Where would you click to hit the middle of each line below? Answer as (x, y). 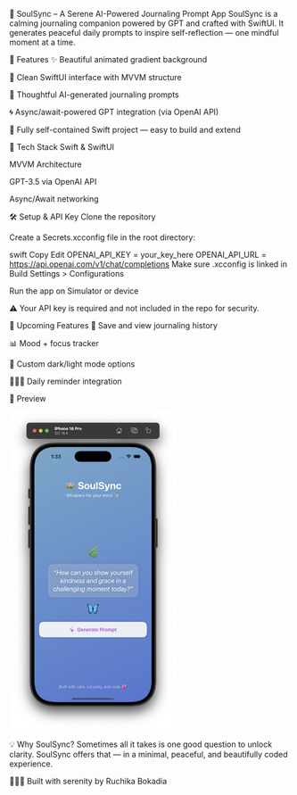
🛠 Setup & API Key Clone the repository (82, 217)
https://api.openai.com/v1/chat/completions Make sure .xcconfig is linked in (148, 264)
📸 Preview (28, 398)
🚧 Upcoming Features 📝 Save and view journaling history (114, 325)
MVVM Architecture (45, 164)
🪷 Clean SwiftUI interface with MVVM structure (95, 77)
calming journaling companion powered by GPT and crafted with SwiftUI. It (146, 23)
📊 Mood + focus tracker (54, 343)
